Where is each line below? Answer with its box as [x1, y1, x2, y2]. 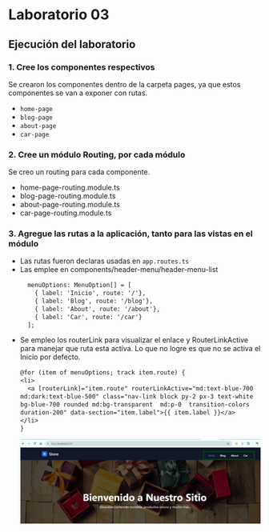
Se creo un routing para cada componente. [8, 167, 151, 177]
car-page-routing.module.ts [19, 208, 112, 218]
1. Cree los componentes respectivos [8, 62, 155, 73]
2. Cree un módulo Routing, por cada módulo [8, 149, 186, 160]
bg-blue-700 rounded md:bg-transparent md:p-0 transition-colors [19, 401, 250, 409]
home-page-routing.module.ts [19, 182, 120, 193]
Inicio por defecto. [19, 352, 81, 362]
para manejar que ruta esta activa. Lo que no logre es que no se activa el [19, 344, 261, 354]
